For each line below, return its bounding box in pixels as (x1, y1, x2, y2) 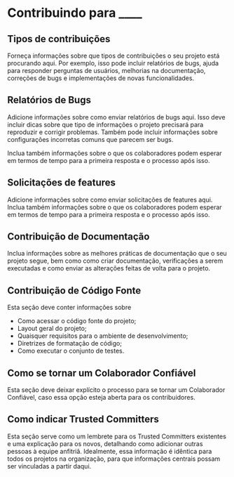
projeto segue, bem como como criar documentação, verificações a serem (7, 256, 223, 265)
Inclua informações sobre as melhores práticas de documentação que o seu (7, 249, 228, 258)
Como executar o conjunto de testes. (17, 346, 125, 355)
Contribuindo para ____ (7, 5, 142, 21)
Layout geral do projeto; (17, 325, 87, 333)
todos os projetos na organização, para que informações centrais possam (7, 455, 221, 463)
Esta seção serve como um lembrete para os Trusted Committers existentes (7, 432, 226, 440)
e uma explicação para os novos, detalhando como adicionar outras (7, 439, 203, 447)
